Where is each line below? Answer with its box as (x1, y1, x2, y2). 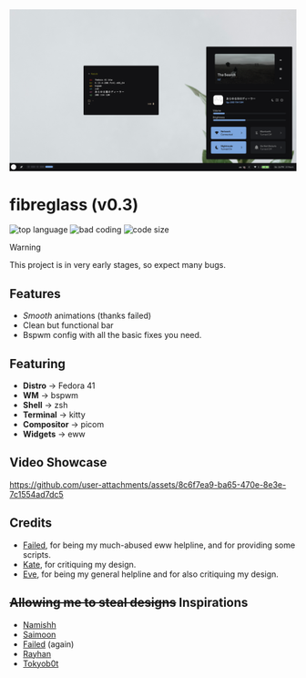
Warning (9, 241, 41, 253)
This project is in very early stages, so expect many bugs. (9, 260, 226, 271)
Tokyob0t (22, 658, 59, 669)
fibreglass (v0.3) (9, 194, 139, 215)
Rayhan (22, 648, 52, 659)
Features (9, 286, 61, 302)
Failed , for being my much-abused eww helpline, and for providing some (22, 539, 296, 550)
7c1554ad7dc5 (9, 488, 64, 499)
